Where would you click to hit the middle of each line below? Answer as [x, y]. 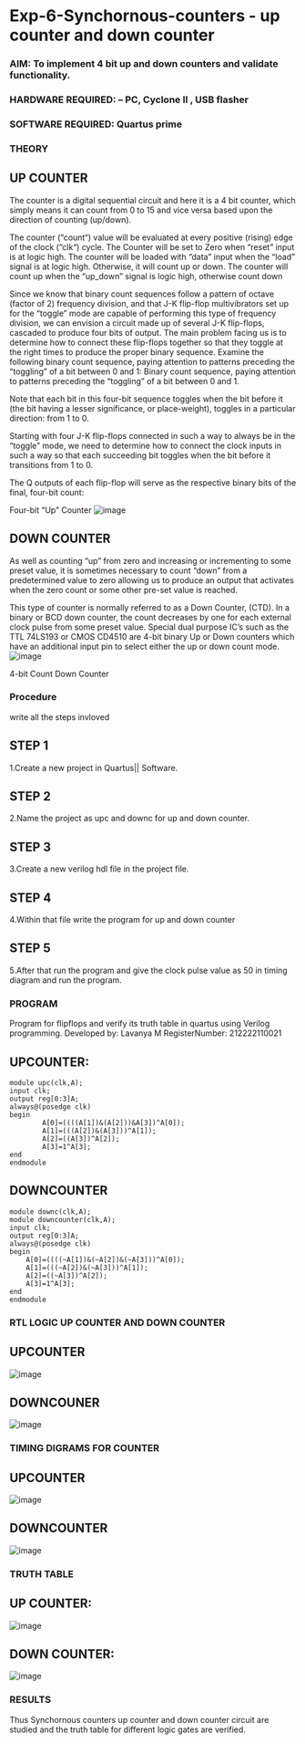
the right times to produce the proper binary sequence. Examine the [137, 351]
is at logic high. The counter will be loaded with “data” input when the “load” [152, 256]
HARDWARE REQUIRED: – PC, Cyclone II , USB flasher [129, 99]
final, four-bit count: [47, 492]
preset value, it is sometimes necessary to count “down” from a [128, 570]
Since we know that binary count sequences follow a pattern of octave [142, 294]
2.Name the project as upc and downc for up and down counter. [130, 819]
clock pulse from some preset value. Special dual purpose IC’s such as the [149, 627]
